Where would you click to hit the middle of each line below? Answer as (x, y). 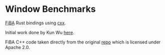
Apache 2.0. (18, 47)
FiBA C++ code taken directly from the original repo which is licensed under (83, 42)
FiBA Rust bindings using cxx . (36, 23)
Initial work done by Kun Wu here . (40, 32)
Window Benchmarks (50, 9)
